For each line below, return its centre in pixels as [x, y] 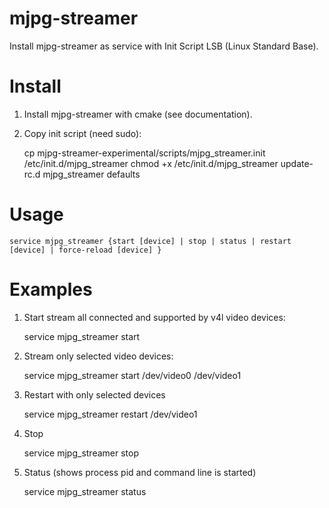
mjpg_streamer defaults [91, 174]
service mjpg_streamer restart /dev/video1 [110, 414]
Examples [51, 289]
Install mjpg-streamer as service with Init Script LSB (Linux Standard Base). [164, 46]
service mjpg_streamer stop [81, 453]
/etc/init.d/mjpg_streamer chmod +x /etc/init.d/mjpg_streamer [151, 163]
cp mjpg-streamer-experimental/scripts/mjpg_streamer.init [144, 153]
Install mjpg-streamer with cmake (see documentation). [138, 114]
